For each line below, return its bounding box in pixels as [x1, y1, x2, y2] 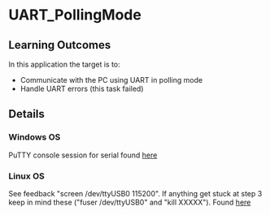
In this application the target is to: [8, 59, 120, 69]
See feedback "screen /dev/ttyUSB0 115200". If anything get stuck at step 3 [8, 188, 263, 198]
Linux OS [8, 170, 45, 182]
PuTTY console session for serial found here [8, 150, 158, 160]
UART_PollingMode [8, 6, 142, 24]
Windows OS [8, 131, 61, 143]
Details [8, 107, 45, 121]
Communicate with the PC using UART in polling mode [20, 75, 203, 84]
